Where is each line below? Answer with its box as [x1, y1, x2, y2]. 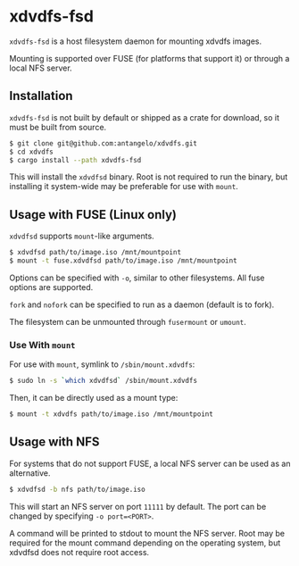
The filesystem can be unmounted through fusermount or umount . [9, 316, 247, 327]
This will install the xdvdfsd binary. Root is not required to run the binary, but [9, 171, 288, 182]
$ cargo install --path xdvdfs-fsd [9, 155, 142, 164]
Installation [9, 88, 73, 104]
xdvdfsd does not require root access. [9, 546, 150, 557]
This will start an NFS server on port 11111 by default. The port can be [9, 501, 267, 512]
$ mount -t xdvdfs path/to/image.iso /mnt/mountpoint [9, 410, 214, 419]
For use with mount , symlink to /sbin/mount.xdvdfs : [9, 359, 195, 370]
